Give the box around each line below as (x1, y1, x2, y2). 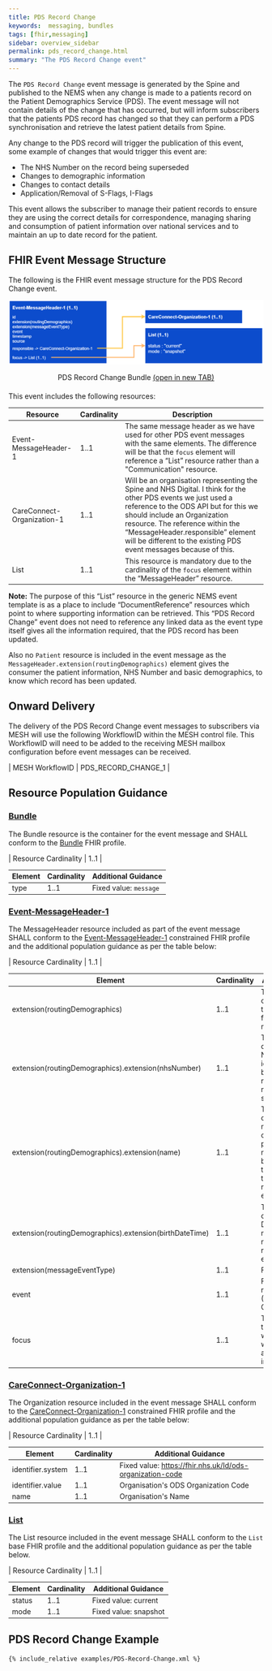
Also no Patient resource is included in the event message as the (8, 650, 227, 660)
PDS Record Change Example (8, 1633, 159, 1647)
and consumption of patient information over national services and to (8, 222, 239, 231)
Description (172, 409, 213, 419)
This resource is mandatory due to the (125, 556, 253, 566)
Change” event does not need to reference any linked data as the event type (8, 617, 263, 627)
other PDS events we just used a (125, 493, 233, 503)
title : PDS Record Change (8, 13, 96, 21)
